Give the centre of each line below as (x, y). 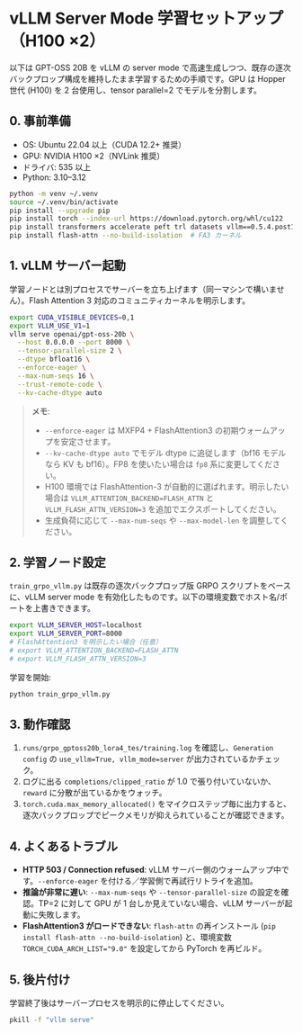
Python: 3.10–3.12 (54, 177)
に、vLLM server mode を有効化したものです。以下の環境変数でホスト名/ (145, 597)
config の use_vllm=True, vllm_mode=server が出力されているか (140, 759)
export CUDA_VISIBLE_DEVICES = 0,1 (72, 317)
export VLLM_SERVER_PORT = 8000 (66, 634)
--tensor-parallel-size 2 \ (70, 351)
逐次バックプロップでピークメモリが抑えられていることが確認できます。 (155, 815)
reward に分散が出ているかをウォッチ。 (94, 793)
